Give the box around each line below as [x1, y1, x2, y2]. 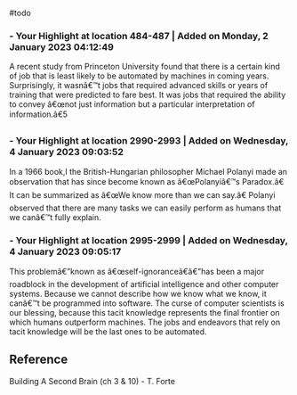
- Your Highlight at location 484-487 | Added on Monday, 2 [9, 29, 269, 42]
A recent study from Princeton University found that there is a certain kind [9, 62, 280, 72]
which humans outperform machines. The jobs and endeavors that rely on [9, 317, 281, 327]
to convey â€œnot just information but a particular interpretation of [9, 99, 255, 110]
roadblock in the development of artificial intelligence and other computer [9, 278, 279, 289]
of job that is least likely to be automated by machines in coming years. [9, 70, 269, 81]
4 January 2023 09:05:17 [9, 245, 122, 258]
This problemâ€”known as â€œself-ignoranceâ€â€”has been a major [9, 266, 265, 276]
